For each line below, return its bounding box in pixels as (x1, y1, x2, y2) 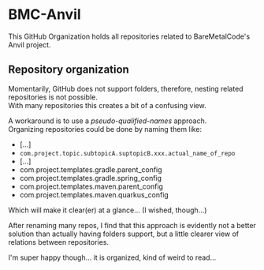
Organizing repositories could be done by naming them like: (8, 124, 203, 133)
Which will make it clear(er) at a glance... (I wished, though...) (8, 205, 207, 215)
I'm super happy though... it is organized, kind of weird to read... (8, 253, 217, 262)
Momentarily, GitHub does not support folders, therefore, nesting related (8, 84, 244, 93)
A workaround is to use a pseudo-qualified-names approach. (8, 116, 207, 126)
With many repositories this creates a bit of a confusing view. (8, 100, 206, 110)
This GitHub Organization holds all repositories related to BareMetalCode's (8, 32, 251, 41)
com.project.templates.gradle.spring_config (19, 173, 162, 182)
